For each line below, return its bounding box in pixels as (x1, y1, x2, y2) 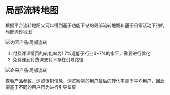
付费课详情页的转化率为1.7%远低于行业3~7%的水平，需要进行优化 (12, 50, 151, 56)
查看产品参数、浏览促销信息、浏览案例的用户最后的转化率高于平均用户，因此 (5, 78, 165, 84)
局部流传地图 (5, 28, 32, 34)
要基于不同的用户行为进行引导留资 (5, 84, 76, 90)
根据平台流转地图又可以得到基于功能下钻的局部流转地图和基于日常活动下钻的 (5, 22, 165, 28)
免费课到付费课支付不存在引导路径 (12, 56, 84, 62)
